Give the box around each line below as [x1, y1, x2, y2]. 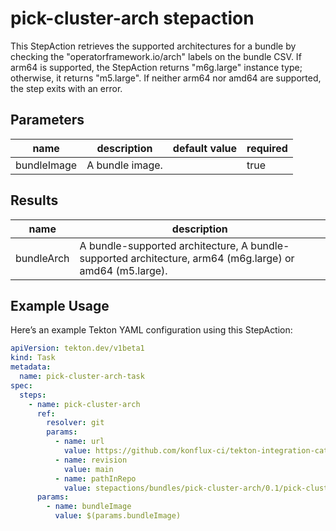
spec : [10, 380, 33, 391]
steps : [19, 390, 47, 400]
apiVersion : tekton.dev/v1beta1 [10, 343, 145, 354]
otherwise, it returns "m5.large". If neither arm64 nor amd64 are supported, [10, 72, 322, 84]
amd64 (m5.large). [79, 263, 168, 277]
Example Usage [10, 297, 110, 314]
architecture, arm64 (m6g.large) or [130, 251, 295, 265]
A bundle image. [86, 158, 163, 172]
